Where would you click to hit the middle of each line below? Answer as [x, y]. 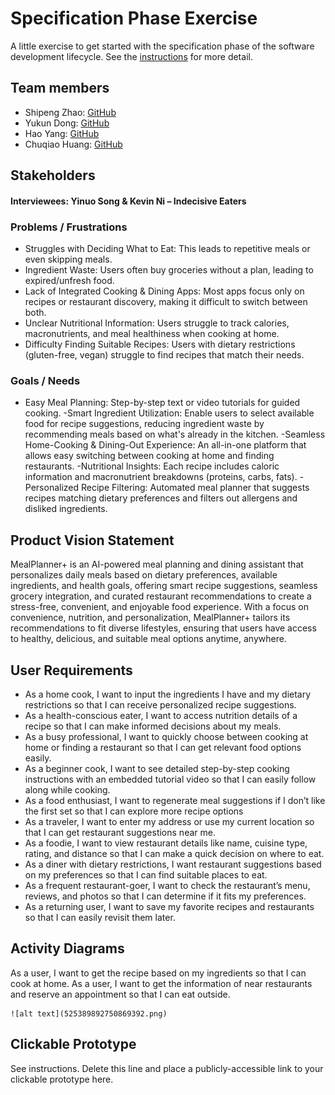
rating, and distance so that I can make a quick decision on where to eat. [174, 853]
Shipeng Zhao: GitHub [70, 112]
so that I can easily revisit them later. [100, 917]
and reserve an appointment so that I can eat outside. [120, 994]
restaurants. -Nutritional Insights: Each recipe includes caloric [152, 466]
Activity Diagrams [67, 948]
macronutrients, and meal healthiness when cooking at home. [152, 334]
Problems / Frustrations [69, 227]
